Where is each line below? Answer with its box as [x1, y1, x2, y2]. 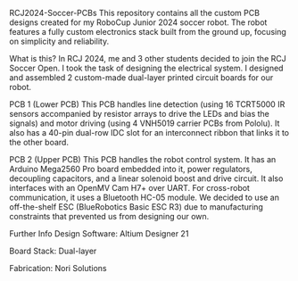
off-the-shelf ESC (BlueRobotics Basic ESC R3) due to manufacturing [9, 202, 263, 212]
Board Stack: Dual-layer [9, 245, 97, 256]
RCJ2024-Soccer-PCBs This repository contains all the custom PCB [9, 8, 261, 18]
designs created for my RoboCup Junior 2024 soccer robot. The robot [9, 17, 268, 28]
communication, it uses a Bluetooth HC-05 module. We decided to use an [9, 192, 279, 202]
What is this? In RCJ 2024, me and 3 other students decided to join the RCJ [9, 54, 287, 63]
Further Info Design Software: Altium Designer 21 [9, 228, 189, 239]
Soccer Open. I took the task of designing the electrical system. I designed [9, 62, 284, 73]
